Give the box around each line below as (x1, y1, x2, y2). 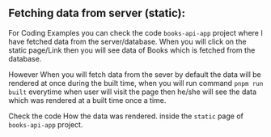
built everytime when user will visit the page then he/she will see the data (8, 87, 257, 96)
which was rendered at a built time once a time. (8, 95, 167, 105)
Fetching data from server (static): (8, 6, 186, 20)
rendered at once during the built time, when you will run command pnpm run (8, 78, 264, 88)
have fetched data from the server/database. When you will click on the (8, 36, 247, 46)
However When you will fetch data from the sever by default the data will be (8, 69, 261, 79)
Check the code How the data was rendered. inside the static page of (8, 111, 244, 121)
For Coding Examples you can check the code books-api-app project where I (8, 28, 263, 37)
